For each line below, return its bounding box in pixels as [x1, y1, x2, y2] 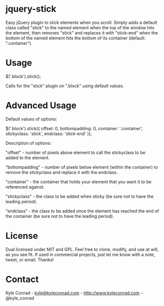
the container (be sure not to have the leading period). [5, 213, 114, 219]
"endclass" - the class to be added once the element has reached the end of [5, 208, 159, 214]
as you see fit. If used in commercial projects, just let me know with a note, [5, 251, 155, 257]
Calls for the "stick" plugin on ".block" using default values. [5, 83, 125, 89]
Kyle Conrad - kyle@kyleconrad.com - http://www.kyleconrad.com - [5, 290, 143, 296]
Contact [5, 274, 39, 285]
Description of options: [5, 140, 52, 146]
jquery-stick [5, 3, 56, 15]
